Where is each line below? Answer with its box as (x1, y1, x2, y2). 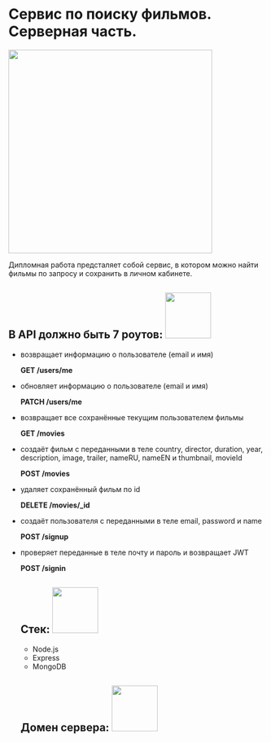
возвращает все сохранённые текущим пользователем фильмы (20, 412, 244, 422)
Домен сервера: (20, 720, 110, 734)
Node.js (32, 644, 59, 654)
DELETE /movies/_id (20, 500, 90, 510)
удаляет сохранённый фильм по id (20, 484, 141, 494)
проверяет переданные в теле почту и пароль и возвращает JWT (20, 547, 250, 557)
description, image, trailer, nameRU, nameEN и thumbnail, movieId (20, 453, 243, 463)
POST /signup (20, 531, 69, 542)
